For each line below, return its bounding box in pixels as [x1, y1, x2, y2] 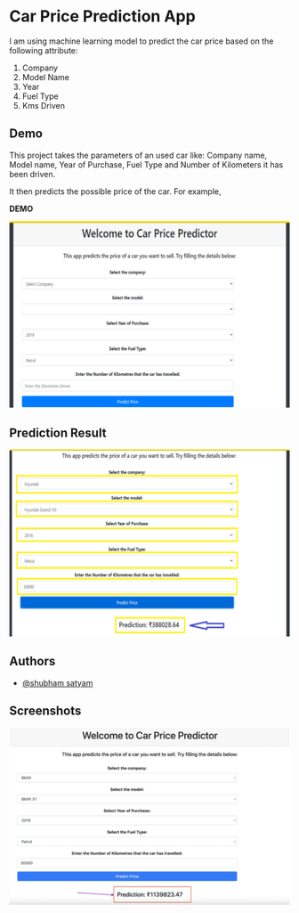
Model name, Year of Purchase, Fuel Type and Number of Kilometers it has [9, 159, 284, 170]
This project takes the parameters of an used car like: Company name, [9, 150, 268, 160]
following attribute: [9, 45, 78, 55]
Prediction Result [9, 425, 107, 440]
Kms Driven [21, 100, 65, 110]
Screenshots [9, 704, 82, 719]
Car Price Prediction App [9, 6, 196, 27]
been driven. [9, 168, 56, 179]
